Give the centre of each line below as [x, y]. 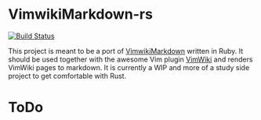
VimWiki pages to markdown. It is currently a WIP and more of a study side [129, 67]
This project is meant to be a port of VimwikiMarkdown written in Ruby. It [126, 51]
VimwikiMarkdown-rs [80, 14]
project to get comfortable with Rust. [67, 76]
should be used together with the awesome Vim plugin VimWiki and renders [130, 59]
